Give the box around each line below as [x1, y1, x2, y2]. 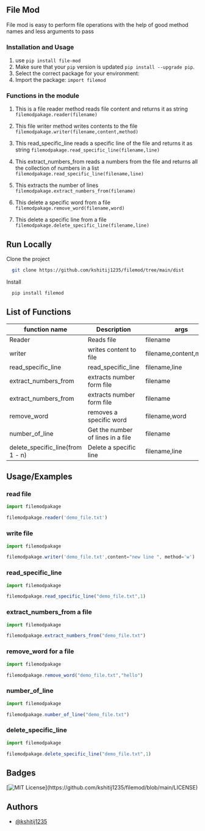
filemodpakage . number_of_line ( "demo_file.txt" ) [6, 711, 130, 717]
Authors [6, 802, 38, 812]
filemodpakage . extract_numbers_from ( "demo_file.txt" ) [6, 632, 146, 639]
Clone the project [6, 255, 50, 263]
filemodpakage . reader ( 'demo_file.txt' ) [6, 514, 108, 521]
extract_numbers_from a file [6, 608, 93, 617]
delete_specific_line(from [9, 443, 82, 452]
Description [96, 325, 131, 334]
